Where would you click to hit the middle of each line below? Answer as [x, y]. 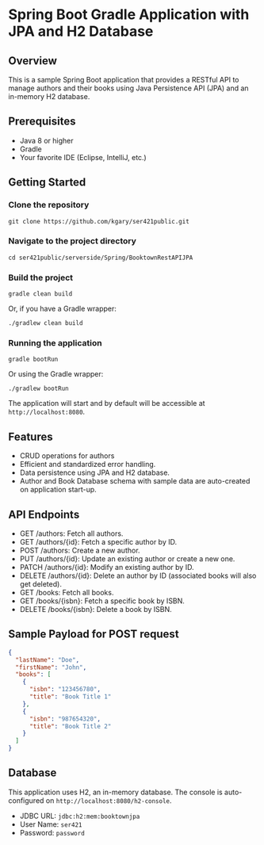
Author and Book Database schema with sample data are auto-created [135, 481]
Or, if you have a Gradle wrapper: [63, 309]
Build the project [41, 277]
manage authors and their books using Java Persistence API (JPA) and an [128, 88]
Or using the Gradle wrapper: [56, 374]
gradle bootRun [33, 359]
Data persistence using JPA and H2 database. [95, 472]
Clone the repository [49, 205]
